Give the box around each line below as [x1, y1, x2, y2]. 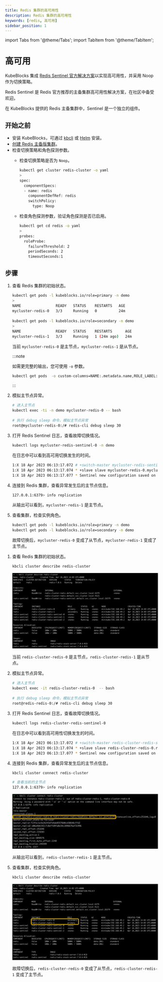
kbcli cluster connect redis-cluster [12, 770, 89, 775]
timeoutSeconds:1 [28, 254, 63, 259]
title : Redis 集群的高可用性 [5, 8, 59, 13]
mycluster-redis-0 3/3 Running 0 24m [12, 308, 126, 313]
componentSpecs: [23, 183, 57, 188]
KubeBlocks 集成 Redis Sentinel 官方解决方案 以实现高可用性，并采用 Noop [5, 73, 154, 79]
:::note [12, 353, 25, 359]
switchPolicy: [28, 198, 57, 204]
